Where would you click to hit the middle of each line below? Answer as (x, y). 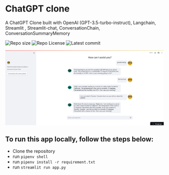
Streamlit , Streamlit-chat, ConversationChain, (53, 28)
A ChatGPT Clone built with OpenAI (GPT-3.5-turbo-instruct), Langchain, (81, 23)
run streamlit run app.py (39, 167)
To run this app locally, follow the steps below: (79, 139)
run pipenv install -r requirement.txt (54, 162)
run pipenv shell (30, 156)
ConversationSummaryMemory (38, 33)
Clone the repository (34, 151)
